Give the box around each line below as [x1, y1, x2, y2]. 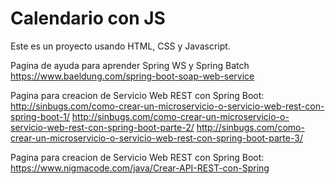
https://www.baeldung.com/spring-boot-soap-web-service [10, 70, 255, 82]
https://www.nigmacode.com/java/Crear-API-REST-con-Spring [10, 162, 270, 174]
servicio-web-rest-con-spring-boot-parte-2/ [10, 121, 195, 133]
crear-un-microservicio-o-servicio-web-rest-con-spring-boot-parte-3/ [10, 132, 303, 144]
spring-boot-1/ [10, 110, 70, 122]
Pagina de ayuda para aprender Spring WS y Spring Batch [10, 59, 250, 71]
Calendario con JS [10, 7, 166, 30]
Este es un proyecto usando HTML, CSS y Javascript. [10, 40, 231, 52]
